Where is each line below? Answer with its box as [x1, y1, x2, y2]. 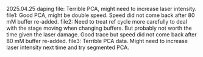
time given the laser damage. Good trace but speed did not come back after [6, 31, 197, 38]
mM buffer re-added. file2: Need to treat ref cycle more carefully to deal [6, 18, 188, 25]
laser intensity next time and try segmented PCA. [6, 44, 129, 51]
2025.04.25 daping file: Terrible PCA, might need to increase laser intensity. [6, 5, 197, 12]
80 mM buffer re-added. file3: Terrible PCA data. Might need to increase [6, 38, 188, 44]
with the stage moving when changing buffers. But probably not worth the [6, 24, 192, 32]
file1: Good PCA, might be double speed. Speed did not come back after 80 [6, 12, 195, 19]
